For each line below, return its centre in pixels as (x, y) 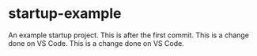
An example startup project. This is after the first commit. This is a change (128, 35)
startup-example (65, 14)
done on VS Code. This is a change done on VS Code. (96, 43)
